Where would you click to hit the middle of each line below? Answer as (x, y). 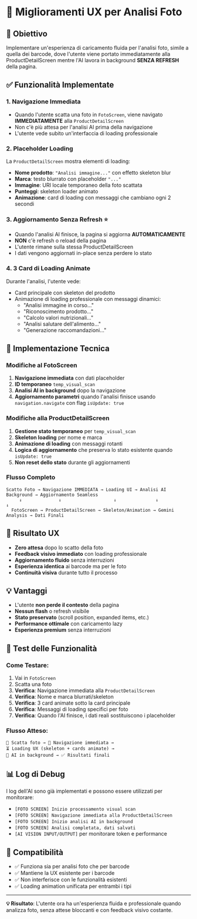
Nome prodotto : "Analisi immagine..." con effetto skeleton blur (93, 172)
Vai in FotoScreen (35, 678)
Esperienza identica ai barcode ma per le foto (70, 566)
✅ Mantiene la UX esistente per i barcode (64, 873)
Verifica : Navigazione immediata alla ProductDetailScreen (85, 690)
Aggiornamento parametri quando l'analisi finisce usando (85, 397)
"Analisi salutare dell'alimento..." (62, 324)
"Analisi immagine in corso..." (58, 305)
